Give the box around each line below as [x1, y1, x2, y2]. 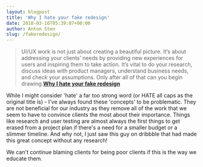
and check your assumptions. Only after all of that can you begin [21, 74, 183, 81]
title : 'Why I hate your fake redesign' [6, 15, 110, 21]
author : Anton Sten [6, 25, 56, 32]
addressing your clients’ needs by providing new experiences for [21, 54, 184, 62]
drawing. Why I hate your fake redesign [21, 80, 121, 88]
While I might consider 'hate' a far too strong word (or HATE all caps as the [6, 92, 193, 99]
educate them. [6, 155, 42, 162]
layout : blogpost [6, 8, 50, 15]
